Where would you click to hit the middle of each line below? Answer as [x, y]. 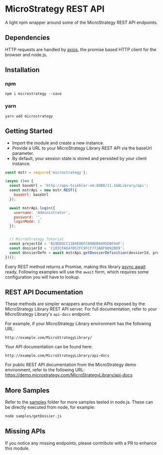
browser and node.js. [26, 55]
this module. [17, 448]
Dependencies [27, 38]
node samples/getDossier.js [33, 416]
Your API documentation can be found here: [49, 347]
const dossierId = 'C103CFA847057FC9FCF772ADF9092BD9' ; [67, 248]
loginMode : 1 [27, 222]
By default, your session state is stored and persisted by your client [79, 158]
